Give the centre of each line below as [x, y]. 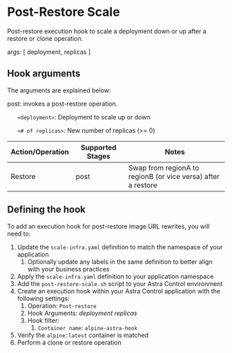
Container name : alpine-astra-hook [88, 327]
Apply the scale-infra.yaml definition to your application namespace [115, 276]
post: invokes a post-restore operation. [62, 104]
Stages [98, 156]
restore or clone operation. [45, 38]
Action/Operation [40, 151]
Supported [98, 147]
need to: [19, 233]
